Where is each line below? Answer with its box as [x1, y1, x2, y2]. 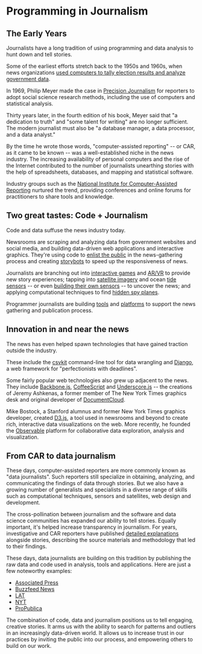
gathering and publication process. [6, 307, 93, 314]
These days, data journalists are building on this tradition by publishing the [6, 555, 191, 562]
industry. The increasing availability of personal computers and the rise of [6, 155, 190, 163]
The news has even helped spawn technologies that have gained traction [6, 340, 188, 347]
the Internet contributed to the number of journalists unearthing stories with [6, 162, 194, 169]
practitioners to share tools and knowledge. [6, 193, 115, 200]
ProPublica [14, 605, 42, 612]
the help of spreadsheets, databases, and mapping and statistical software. [6, 168, 194, 175]
